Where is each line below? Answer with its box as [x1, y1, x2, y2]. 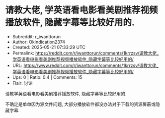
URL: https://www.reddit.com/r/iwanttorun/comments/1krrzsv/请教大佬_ [12, 62, 159, 68]
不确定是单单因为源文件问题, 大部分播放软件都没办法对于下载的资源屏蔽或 [5, 101, 156, 107]
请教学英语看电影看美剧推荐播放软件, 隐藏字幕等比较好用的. [5, 90, 127, 97]
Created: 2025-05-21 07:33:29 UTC [12, 44, 86, 50]
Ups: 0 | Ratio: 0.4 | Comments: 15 [12, 74, 83, 80]
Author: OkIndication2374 [12, 39, 66, 45]
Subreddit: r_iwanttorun [12, 33, 61, 40]
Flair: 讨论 [12, 80, 33, 86]
